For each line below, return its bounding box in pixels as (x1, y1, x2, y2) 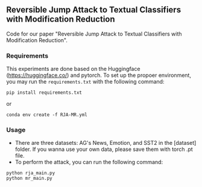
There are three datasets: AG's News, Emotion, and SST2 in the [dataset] (14, 139, 197, 147)
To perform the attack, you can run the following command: (14, 159, 163, 166)
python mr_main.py (6, 176, 52, 182)
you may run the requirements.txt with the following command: (6, 78, 165, 85)
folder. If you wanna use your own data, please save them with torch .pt (14, 146, 193, 153)
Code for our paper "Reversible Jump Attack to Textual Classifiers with (6, 30, 182, 37)
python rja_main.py (6, 170, 55, 176)
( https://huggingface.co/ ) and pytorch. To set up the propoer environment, (6, 72, 192, 79)
